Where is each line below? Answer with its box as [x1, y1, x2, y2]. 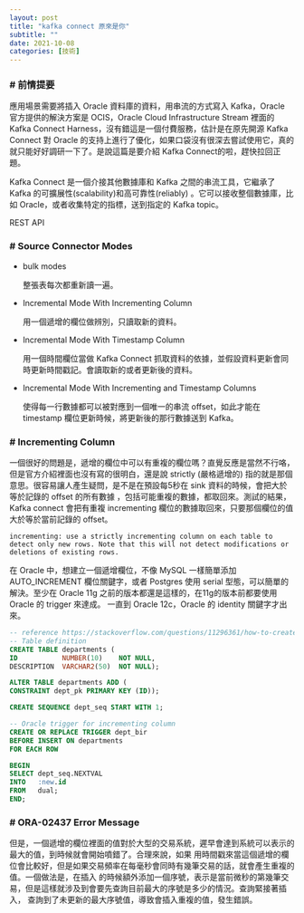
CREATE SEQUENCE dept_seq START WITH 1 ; [9, 703, 165, 712]
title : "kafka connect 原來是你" [9, 22, 130, 31]
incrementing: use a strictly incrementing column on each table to [9, 532, 273, 542]
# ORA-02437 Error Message [9, 816, 140, 829]
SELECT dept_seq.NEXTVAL [9, 769, 103, 779]
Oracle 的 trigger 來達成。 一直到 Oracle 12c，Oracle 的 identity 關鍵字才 [9, 599, 280, 610]
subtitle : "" [9, 30, 59, 39]
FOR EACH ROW [9, 745, 59, 754]
